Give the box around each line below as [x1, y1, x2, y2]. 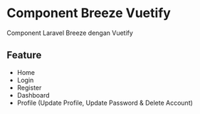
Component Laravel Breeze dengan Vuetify [6, 28, 133, 37]
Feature [6, 49, 42, 61]
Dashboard [16, 90, 51, 99]
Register [16, 83, 42, 92]
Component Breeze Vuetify [6, 5, 172, 21]
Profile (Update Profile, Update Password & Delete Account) [16, 98, 194, 107]
